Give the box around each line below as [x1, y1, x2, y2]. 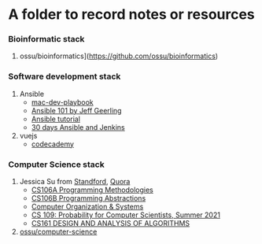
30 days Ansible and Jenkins [31, 122, 126, 131]
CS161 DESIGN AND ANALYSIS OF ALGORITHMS [31, 219, 190, 228]
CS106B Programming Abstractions [31, 194, 146, 203]
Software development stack [8, 71, 121, 82]
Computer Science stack [8, 159, 105, 170]
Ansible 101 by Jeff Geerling [31, 105, 122, 115]
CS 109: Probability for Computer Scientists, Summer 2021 [31, 210, 220, 220]
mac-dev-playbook [31, 97, 94, 107]
